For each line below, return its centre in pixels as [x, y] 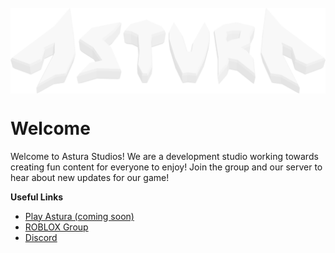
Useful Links [37, 197]
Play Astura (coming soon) [79, 216]
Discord [41, 237]
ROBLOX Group [56, 227]
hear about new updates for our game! [90, 177]
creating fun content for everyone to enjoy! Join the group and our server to [166, 167]
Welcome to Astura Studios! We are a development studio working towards [164, 156]
